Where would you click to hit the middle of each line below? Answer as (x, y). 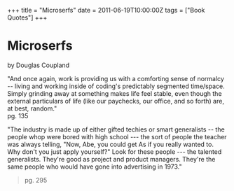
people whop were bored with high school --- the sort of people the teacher (117, 136)
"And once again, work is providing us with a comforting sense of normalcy (116, 78)
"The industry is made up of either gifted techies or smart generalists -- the (116, 129)
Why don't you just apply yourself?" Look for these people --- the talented (115, 151)
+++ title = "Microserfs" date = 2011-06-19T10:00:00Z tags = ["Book (106, 10)
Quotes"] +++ (27, 17)
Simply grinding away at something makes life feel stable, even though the (115, 93)
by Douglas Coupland (39, 65)
